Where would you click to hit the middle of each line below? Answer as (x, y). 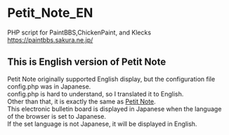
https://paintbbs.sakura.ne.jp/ (50, 39)
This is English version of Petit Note (87, 62)
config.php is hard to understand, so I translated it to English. (96, 94)
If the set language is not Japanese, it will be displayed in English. (102, 124)
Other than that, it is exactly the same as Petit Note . (81, 101)
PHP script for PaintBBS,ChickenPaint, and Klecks (79, 32)
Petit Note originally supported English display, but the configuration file (111, 79)
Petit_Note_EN (50, 13)
